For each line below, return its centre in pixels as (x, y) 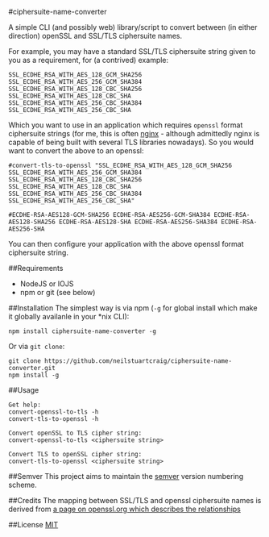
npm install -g (34, 375)
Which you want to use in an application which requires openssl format (126, 125)
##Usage (24, 390)
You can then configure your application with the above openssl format (126, 244)
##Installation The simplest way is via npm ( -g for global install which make (133, 308)
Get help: (25, 405)
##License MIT (33, 525)
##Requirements (36, 268)
